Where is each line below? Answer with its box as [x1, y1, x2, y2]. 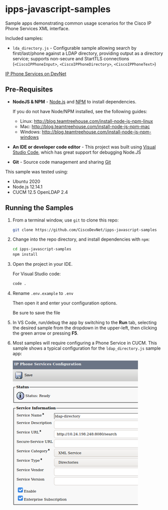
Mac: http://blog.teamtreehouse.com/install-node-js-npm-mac [20, 123, 150, 129]
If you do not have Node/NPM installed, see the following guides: [12, 108, 147, 114]
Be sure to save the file [12, 310, 60, 316]
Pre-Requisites [5, 85, 53, 94]
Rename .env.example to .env [12, 290, 74, 296]
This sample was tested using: [5, 168, 68, 174]
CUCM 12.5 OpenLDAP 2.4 [12, 189, 68, 195]
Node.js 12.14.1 [12, 183, 43, 189]
